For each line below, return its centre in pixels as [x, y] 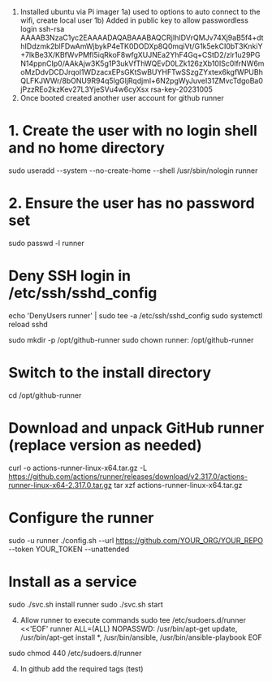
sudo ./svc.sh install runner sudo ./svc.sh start [86, 604]
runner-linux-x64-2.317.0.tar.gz [60, 485]
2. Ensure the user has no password [132, 203]
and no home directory [86, 148]
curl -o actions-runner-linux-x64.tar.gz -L [78, 468]
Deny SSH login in [70, 276]
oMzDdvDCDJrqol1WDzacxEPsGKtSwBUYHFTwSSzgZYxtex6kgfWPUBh [142, 72]
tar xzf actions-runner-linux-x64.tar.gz [178, 485]
